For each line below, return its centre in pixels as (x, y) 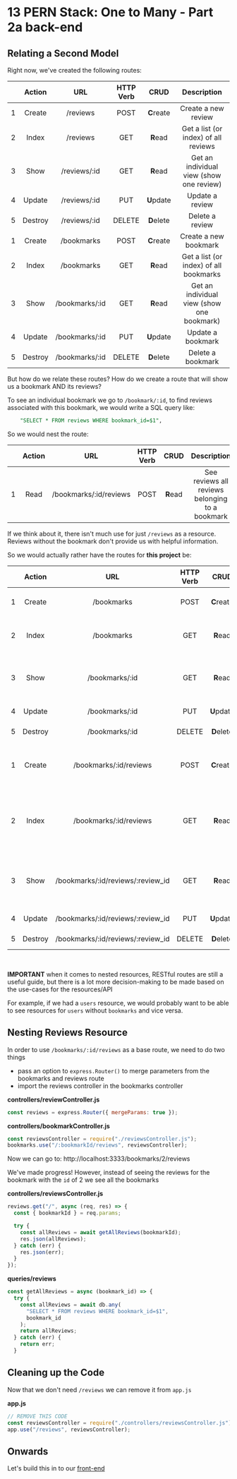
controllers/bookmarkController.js (59, 1125)
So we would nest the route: (48, 434)
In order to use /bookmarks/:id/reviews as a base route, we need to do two (116, 1049)
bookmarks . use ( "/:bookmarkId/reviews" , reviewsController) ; (98, 1145)
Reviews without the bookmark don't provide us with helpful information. (113, 541)
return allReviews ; (49, 1331)
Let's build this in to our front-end (56, 1468)
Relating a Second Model (63, 53)
